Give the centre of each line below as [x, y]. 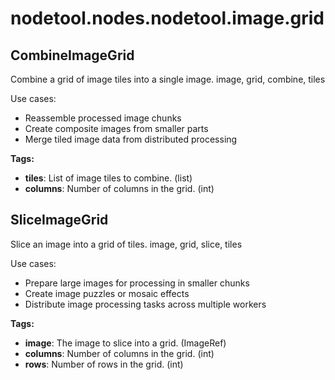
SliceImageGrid [59, 220]
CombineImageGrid [72, 55]
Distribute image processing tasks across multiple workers [145, 304]
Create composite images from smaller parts [116, 128]
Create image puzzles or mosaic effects [107, 293]
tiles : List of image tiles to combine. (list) [108, 178]
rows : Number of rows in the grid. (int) [104, 364]
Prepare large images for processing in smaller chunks [137, 283]
